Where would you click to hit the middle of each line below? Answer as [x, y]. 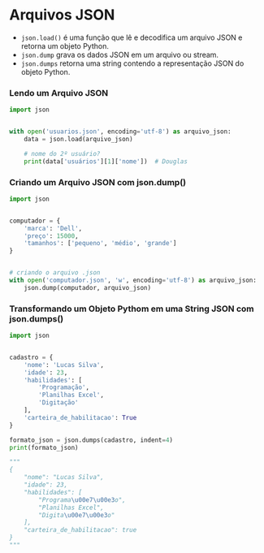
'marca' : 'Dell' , [53, 228]
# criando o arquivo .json [55, 273]
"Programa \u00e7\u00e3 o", [82, 500]
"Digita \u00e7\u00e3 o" [77, 515]
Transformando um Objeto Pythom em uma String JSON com [132, 309]
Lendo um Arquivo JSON [59, 93]
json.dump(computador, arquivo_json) [88, 287]
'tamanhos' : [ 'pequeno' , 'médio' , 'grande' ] [100, 244]
